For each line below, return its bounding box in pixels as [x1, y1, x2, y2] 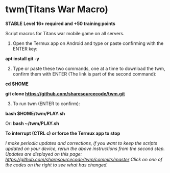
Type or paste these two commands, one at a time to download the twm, [12, 65, 165, 71]
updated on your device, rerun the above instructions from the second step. [5, 145, 165, 152]
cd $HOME [5, 81, 29, 87]
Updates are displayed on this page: [5, 151, 82, 157]
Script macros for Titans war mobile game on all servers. [5, 30, 125, 36]
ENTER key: [12, 45, 38, 52]
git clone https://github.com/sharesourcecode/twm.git [5, 90, 125, 96]
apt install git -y [5, 55, 40, 62]
